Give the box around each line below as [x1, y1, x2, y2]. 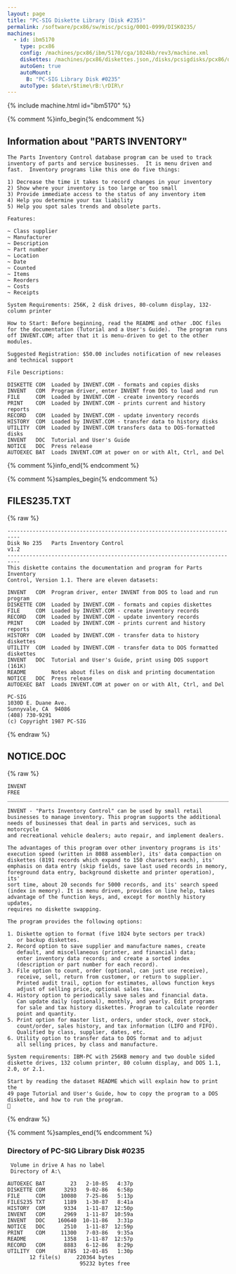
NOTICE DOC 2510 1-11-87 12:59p [7, 1223, 133, 1230]
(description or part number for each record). [16, 961, 159, 968]
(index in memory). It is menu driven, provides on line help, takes [7, 887, 216, 894]
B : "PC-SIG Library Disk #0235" [25, 75, 121, 83]
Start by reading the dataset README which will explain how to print [7, 1077, 218, 1085]
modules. [7, 339, 33, 346]
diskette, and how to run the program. [7, 1096, 124, 1103]
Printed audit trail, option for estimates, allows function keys [16, 979, 216, 987]
